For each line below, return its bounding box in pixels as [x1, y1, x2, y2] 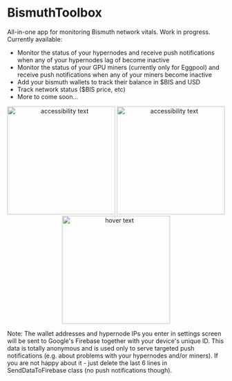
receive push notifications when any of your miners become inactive [17, 71, 213, 79]
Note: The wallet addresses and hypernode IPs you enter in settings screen [7, 329, 222, 337]
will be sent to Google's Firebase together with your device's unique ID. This [7, 337, 224, 345]
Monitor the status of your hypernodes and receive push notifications [17, 48, 215, 57]
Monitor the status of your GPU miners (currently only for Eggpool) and [17, 63, 220, 71]
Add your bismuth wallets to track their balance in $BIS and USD [17, 77, 201, 86]
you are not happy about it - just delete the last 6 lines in [7, 358, 168, 367]
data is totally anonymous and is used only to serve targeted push [7, 344, 195, 352]
